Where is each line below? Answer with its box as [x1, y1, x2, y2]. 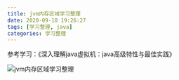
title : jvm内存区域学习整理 [7, 10, 81, 18]
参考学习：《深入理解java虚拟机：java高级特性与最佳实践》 [7, 50, 175, 58]
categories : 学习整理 [7, 29, 67, 37]
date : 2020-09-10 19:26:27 [7, 17, 86, 24]
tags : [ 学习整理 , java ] [7, 23, 72, 30]
